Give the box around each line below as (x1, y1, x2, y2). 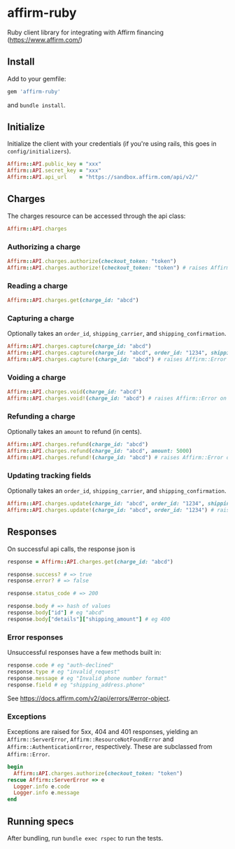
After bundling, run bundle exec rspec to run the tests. (7, 834, 164, 842)
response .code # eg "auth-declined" (7, 662, 114, 669)
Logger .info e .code (13, 783, 71, 790)
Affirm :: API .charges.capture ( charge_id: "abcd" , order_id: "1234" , (7, 349, 208, 357)
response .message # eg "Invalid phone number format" (7, 674, 168, 681)
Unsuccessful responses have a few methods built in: (7, 648, 162, 657)
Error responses (7, 632, 64, 642)
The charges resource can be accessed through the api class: (7, 212, 186, 220)
